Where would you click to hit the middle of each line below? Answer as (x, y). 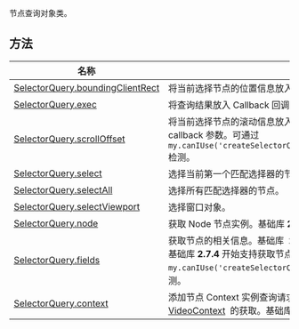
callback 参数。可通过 (214, 134)
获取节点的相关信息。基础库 (226, 240)
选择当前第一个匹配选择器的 (226, 173)
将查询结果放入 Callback (218, 105)
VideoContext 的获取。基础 (226, 310)
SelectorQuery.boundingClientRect (87, 87)
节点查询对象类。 (40, 13)
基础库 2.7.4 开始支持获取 (222, 253)
